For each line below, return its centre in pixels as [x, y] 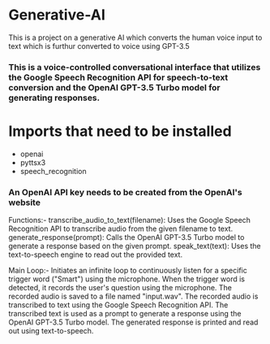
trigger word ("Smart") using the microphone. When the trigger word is [127, 279]
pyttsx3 [33, 162]
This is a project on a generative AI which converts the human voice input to [135, 37]
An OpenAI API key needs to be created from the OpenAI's [125, 192]
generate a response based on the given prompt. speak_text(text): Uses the [135, 246]
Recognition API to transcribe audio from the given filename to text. [121, 229]
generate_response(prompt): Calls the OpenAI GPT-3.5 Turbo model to [126, 237]
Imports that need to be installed [120, 131]
